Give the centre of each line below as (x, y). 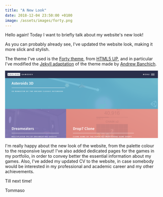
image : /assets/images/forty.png (39, 20)
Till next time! (19, 181)
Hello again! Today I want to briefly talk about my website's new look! (74, 35)
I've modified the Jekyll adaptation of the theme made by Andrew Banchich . (81, 64)
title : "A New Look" (26, 10)
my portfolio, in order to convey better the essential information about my (78, 156)
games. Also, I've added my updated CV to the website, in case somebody (80, 161)
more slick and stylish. (27, 49)
